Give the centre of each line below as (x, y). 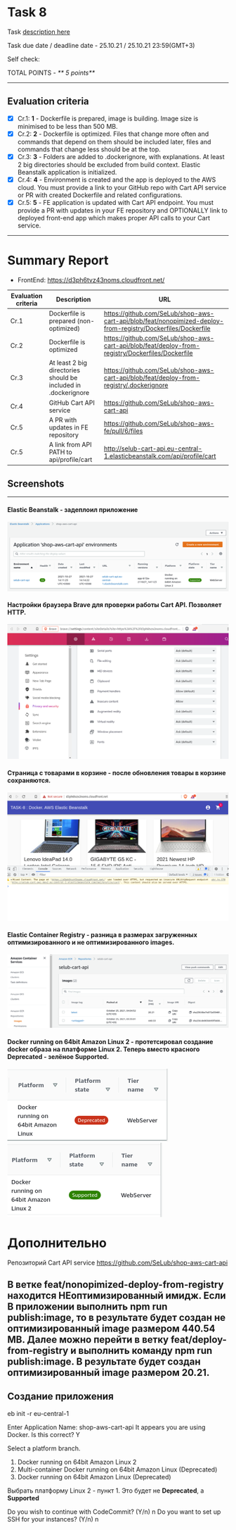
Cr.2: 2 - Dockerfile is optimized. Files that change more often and (113, 134)
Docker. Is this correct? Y (44, 1434)
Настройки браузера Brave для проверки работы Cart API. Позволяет (114, 605)
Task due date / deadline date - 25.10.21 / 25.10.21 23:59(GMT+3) (101, 45)
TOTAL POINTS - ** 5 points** (51, 73)
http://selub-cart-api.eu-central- (153, 449)
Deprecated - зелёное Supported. (58, 1056)
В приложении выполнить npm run (87, 1306)
